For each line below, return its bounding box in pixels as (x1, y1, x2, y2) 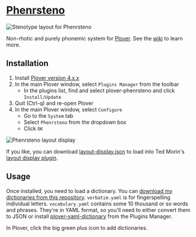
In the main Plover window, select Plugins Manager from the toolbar (14, 80, 179, 88)
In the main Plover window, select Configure (14, 105, 123, 113)
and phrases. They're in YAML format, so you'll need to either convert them (6, 206, 191, 213)
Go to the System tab (23, 112, 74, 119)
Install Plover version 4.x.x (14, 74, 80, 81)
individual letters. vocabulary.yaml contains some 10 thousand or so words (6, 200, 188, 207)
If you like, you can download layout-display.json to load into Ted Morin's (6, 148, 185, 155)
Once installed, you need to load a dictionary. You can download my (6, 187, 173, 194)
